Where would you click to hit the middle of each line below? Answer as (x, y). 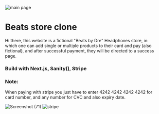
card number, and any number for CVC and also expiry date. (65, 98)
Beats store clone (41, 27)
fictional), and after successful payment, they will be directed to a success (79, 50)
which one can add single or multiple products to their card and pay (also (78, 46)
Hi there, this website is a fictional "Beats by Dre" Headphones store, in (76, 40)
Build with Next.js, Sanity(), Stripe (46, 68)
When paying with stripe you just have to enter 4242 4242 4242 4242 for (79, 92)
